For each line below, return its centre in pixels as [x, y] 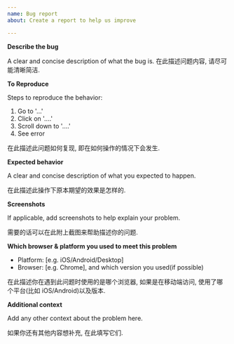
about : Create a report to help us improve [72, 20]
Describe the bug [33, 46]
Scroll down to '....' [44, 126]
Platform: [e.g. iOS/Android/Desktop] [70, 260]
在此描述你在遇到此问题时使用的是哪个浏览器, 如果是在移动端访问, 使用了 [112, 282]
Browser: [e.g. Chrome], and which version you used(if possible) [111, 267]
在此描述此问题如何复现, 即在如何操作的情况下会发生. [84, 147]
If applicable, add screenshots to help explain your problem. [94, 218]
